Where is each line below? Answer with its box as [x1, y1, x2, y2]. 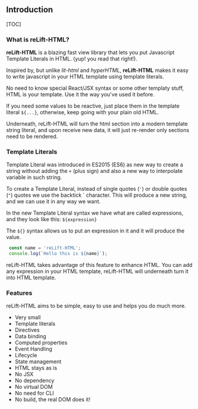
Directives [14, 326, 40, 334]
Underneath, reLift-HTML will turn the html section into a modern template [6, 120, 188, 127]
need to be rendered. [6, 133, 58, 140]
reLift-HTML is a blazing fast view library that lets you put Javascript [6, 49, 175, 56]
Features [6, 289, 33, 297]
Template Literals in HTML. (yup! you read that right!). [6, 55, 138, 62]
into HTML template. [6, 274, 56, 281]
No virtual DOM [14, 383, 53, 391]
